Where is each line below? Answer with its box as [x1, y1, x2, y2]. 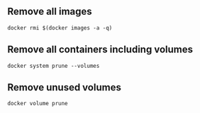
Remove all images [7, 6, 92, 18]
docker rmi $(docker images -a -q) [7, 24, 113, 31]
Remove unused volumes [7, 81, 122, 94]
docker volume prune [7, 100, 69, 107]
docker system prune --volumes [7, 62, 100, 69]
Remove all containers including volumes [7, 44, 194, 56]
